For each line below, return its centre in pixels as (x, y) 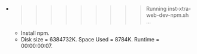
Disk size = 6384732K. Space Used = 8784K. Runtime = (90, 39)
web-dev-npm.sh (167, 15)
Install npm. (35, 33)
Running (156, 9)
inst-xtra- (179, 9)
